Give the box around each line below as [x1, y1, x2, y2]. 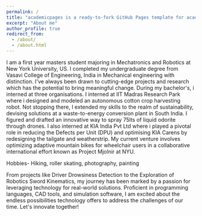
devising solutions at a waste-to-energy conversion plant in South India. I [6, 109, 188, 117]
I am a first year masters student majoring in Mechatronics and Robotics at [6, 58, 191, 66]
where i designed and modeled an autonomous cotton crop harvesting [6, 97, 181, 104]
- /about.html [11, 43, 47, 49]
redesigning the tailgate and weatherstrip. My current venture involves [6, 135, 180, 142]
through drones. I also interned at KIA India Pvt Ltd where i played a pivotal [6, 122, 191, 130]
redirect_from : [6, 31, 44, 37]
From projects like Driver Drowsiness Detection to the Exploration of [6, 171, 174, 178]
